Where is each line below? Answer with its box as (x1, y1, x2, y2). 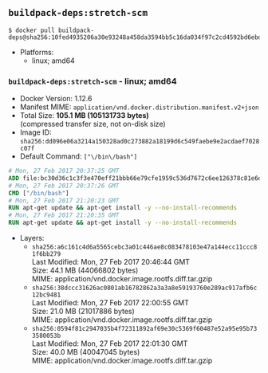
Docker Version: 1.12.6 (19, 94, 93, 104)
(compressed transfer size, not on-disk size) (19, 120, 166, 129)
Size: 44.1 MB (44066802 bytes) (31, 265, 139, 275)
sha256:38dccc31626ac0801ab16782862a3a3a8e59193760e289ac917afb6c (31, 284, 258, 293)
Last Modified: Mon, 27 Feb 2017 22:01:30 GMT (31, 339, 188, 348)
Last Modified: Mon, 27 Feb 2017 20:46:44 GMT (31, 257, 190, 267)
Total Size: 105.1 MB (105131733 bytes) (19, 111, 149, 120)
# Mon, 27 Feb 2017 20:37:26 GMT (8, 182, 120, 190)
